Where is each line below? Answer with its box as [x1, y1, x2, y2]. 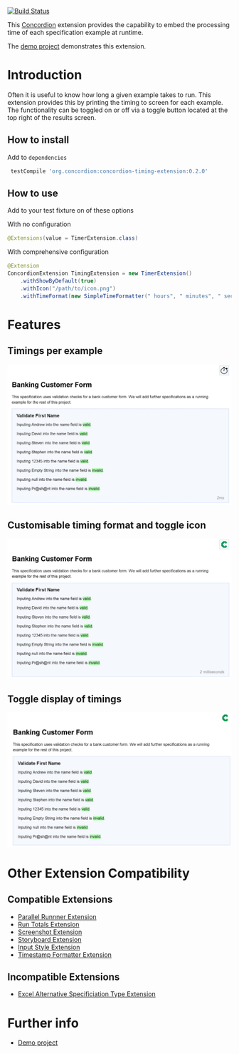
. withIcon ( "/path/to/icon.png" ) [20, 285, 116, 292]
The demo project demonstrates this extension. [7, 42, 147, 50]
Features [7, 316, 61, 333]
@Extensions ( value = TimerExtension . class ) [7, 235, 139, 242]
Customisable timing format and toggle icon [7, 519, 206, 531]
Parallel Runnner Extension [17, 912, 97, 921]
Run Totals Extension [17, 920, 80, 928]
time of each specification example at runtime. [7, 29, 144, 36]
